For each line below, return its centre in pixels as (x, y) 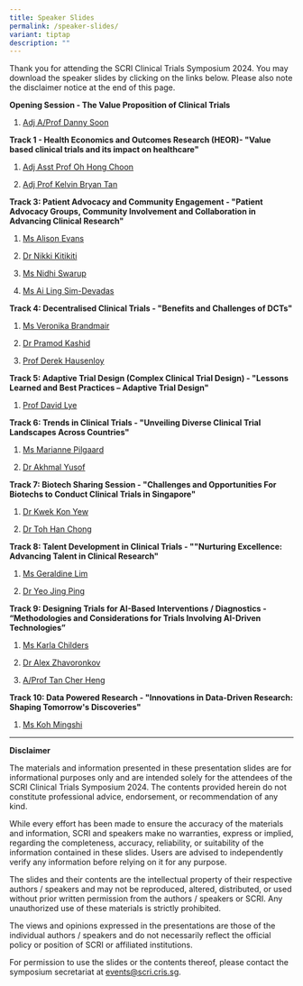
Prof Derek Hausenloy (64, 361)
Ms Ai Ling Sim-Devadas (68, 291)
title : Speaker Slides (52, 18)
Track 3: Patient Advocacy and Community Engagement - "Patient (136, 202)
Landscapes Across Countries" (69, 433)
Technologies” (37, 628)
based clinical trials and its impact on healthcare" (104, 150)
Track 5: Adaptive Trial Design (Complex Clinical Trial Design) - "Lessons (149, 379)
